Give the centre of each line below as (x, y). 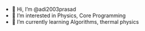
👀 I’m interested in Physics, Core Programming (69, 15)
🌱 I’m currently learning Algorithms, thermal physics (75, 22)
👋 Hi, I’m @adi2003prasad (44, 9)
